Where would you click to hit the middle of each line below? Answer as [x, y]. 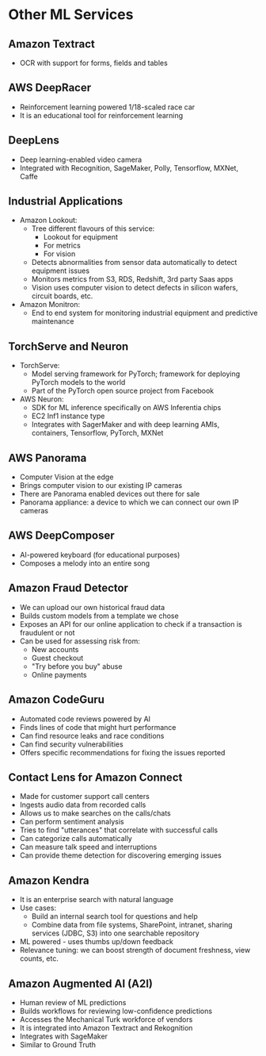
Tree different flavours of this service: [93, 228]
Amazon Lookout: [48, 221]
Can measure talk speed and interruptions [88, 847]
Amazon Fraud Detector [68, 588]
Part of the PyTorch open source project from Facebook [123, 391]
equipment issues [60, 271]
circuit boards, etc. [62, 296]
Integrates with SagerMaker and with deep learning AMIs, [125, 424]
